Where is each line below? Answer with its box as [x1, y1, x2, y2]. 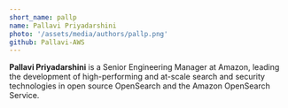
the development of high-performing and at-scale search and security [9, 72, 266, 82]
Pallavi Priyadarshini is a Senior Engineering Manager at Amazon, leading [9, 62, 280, 73]
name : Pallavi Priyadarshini [9, 21, 117, 30]
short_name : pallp [9, 12, 77, 22]
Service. [9, 90, 40, 101]
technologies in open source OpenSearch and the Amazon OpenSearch [9, 81, 270, 91]
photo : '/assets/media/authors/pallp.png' [9, 29, 168, 38]
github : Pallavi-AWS [9, 37, 86, 47]
